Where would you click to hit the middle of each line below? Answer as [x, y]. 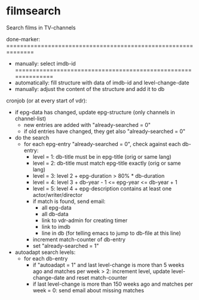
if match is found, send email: [69, 201]
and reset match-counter [96, 277]
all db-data [55, 214]
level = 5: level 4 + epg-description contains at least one [102, 188]
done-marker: [23, 39]
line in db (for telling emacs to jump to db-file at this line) [111, 233]
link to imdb [56, 226]
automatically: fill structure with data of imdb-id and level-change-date [102, 83]
